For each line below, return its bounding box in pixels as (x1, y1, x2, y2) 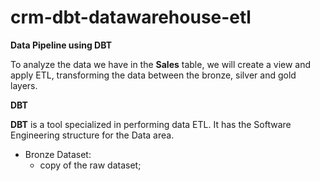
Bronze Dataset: (24, 148, 92, 160)
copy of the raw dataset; (39, 159, 142, 171)
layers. (10, 79, 38, 91)
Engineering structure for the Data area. (10, 129, 175, 141)
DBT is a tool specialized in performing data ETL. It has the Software (10, 118, 292, 130)
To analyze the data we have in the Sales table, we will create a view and (10, 58, 312, 70)
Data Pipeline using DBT (10, 39, 113, 51)
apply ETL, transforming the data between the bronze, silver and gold (10, 69, 297, 81)
